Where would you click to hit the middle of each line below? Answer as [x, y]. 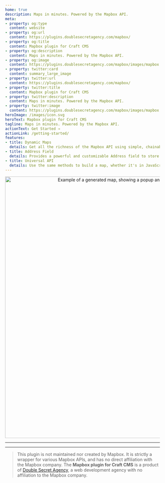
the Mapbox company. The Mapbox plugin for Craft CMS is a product [88, 465]
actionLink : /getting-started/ [37, 133]
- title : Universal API [29, 161]
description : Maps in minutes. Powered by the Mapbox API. [67, 14]
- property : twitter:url [30, 78]
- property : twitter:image [33, 106]
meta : [11, 19]
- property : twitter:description [39, 97]
